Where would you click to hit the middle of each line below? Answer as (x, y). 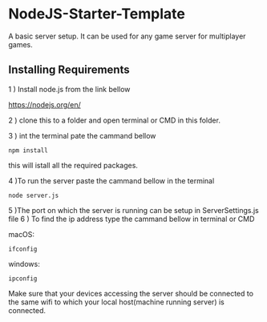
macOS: (21, 234)
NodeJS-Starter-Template (97, 14)
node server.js (34, 195)
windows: (24, 264)
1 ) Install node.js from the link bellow (69, 89)
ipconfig (23, 278)
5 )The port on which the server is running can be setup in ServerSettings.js (133, 210)
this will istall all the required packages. (73, 165)
